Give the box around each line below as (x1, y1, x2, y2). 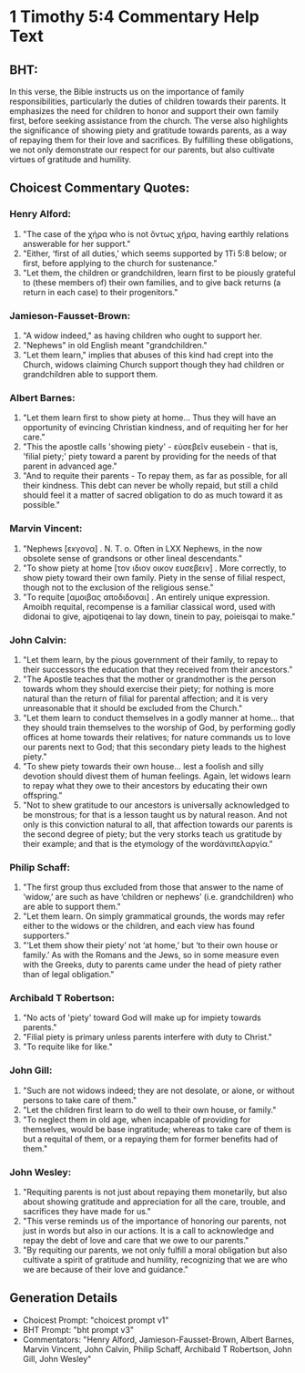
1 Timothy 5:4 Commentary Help (9, 6, 259, 27)
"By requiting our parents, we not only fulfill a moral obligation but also (22, 1244, 288, 1255)
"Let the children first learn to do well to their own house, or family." (22, 1104, 277, 1115)
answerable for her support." (22, 238, 131, 249)
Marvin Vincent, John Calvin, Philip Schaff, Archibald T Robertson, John (22, 1343, 293, 1355)
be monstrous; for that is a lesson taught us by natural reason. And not (22, 809, 288, 820)
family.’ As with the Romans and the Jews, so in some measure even (22, 950, 280, 961)
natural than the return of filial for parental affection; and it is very (22, 693, 269, 704)
